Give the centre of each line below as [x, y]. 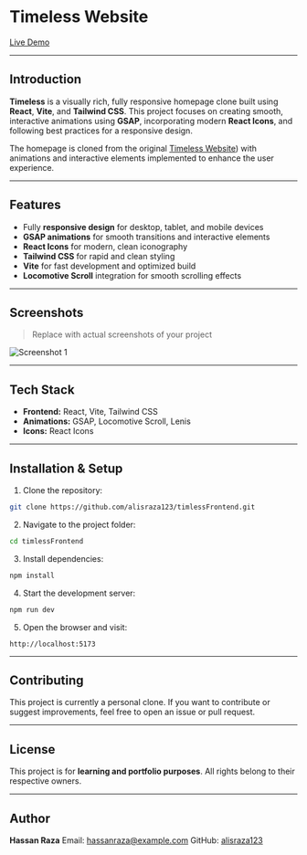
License [32, 749]
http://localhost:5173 [53, 644]
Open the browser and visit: [75, 627]
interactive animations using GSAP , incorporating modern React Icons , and [151, 121]
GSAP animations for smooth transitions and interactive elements [146, 237]
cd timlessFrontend [47, 541]
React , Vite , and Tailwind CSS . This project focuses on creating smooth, [146, 111]
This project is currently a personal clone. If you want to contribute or [140, 702]
